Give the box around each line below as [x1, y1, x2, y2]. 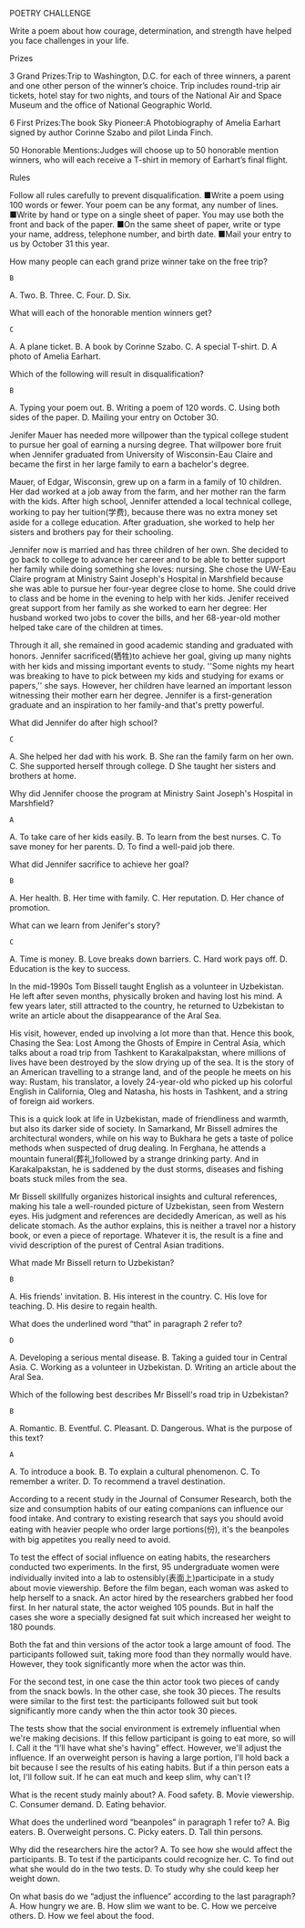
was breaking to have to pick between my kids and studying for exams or [9, 670, 284, 681]
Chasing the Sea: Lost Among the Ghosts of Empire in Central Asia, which [9, 1038, 286, 1048]
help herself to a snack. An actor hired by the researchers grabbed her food [9, 1593, 294, 1603]
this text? [9, 1433, 44, 1443]
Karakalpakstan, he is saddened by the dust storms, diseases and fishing [9, 1164, 284, 1175]
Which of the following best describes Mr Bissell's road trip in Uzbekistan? [9, 1389, 289, 1400]
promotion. [9, 902, 51, 912]
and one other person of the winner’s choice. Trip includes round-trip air [9, 80, 280, 90]
